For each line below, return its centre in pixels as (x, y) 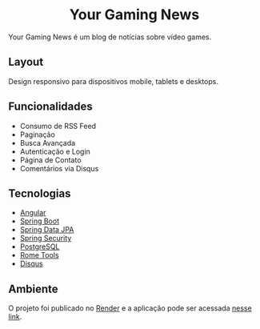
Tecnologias (40, 193)
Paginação (38, 134)
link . (15, 317)
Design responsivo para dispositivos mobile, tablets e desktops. (113, 81)
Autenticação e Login (55, 151)
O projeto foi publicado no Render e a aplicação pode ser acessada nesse (130, 308)
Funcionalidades (51, 107)
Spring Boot (40, 221)
